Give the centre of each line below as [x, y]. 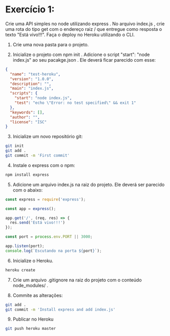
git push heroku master [31, 329]
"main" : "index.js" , [32, 88]
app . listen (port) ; [25, 246]
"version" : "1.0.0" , [32, 79]
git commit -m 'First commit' [38, 156]
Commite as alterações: [38, 295]
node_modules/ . [30, 285]
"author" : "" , [25, 117]
